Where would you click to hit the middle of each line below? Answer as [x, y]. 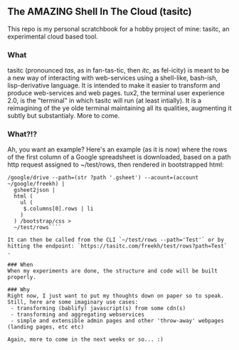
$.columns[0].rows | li [58, 209]
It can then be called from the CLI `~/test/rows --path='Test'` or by [116, 240]
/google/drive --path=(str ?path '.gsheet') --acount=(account [103, 178]
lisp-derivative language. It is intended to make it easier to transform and [114, 85]
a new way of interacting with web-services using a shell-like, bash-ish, [113, 78]
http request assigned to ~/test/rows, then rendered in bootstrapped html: [116, 165]
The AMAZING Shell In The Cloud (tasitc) [100, 12]
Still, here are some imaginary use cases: [73, 302]
